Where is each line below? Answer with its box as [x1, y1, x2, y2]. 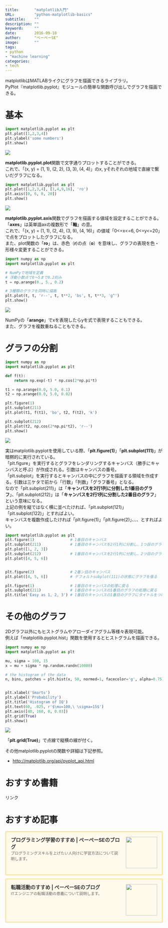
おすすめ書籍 [5, 777, 58, 789]
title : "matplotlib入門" [5, 7, 69, 13]
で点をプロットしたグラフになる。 [5, 234, 75, 240]
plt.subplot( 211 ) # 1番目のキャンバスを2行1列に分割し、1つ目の [5, 542, 154, 547]
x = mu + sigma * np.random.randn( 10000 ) [5, 663, 93, 668]
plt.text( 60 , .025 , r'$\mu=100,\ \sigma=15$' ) [5, 704, 104, 709]
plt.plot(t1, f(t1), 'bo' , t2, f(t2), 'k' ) [5, 410, 97, 415]
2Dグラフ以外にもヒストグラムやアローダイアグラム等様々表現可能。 [5, 629, 146, 635]
